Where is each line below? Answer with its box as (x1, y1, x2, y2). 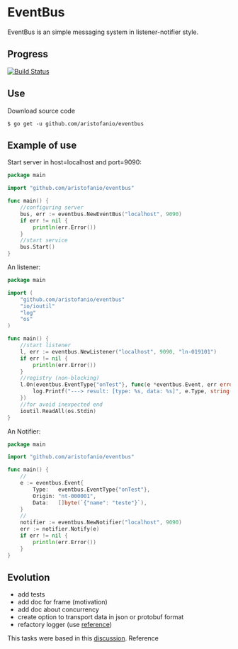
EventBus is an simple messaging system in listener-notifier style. (7, 28, 199, 36)
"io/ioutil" (20, 303, 55, 310)
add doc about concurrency (17, 605, 99, 614)
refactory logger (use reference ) (17, 621, 112, 629)
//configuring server (20, 204, 84, 211)
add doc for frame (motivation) (17, 598, 108, 606)
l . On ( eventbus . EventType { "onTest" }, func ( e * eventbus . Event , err (20, 381, 217, 388)
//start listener (20, 342, 72, 349)
